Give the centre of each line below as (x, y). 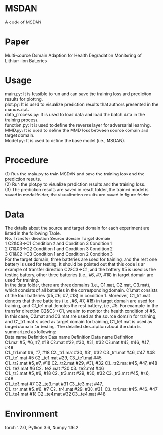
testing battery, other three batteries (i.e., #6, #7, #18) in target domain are (79, 275)
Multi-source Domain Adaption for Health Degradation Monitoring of (73, 55)
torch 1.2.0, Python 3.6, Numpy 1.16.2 (42, 427)
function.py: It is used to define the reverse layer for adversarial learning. (78, 125)
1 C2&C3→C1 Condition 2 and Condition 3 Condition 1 (59, 243)
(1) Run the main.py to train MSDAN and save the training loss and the (75, 174)
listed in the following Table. (33, 233)
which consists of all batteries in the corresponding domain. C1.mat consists (81, 290)
